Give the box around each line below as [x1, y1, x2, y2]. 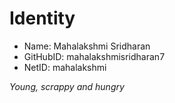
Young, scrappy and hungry [9, 80, 125, 92]
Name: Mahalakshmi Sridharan [23, 40, 151, 52]
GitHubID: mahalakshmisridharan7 [23, 50, 166, 62]
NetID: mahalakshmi [23, 61, 107, 73]
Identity [9, 7, 76, 30]
